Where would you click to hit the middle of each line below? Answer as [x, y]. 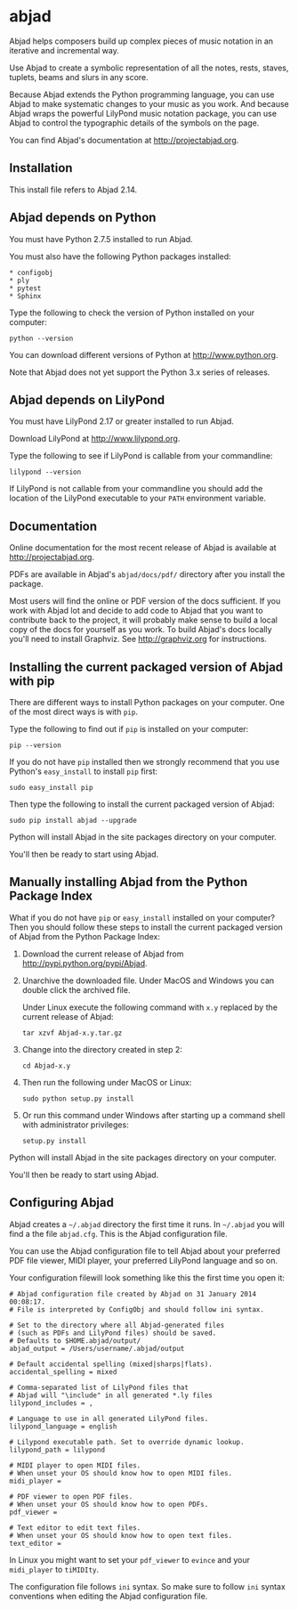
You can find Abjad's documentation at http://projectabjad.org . [124, 140]
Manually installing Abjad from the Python [129, 882]
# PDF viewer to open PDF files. [71, 1496]
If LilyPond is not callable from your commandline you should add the [136, 489]
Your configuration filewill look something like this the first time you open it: [147, 1277]
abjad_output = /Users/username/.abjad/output [97, 1348]
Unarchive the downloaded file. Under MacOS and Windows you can [148, 980]
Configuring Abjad [61, 1203]
